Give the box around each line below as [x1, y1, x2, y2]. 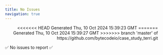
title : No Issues [5, 7, 40, 12]
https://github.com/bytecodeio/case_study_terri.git [56, 35, 158, 41]
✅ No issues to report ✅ [5, 44, 53, 50]
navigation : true [5, 12, 40, 16]
